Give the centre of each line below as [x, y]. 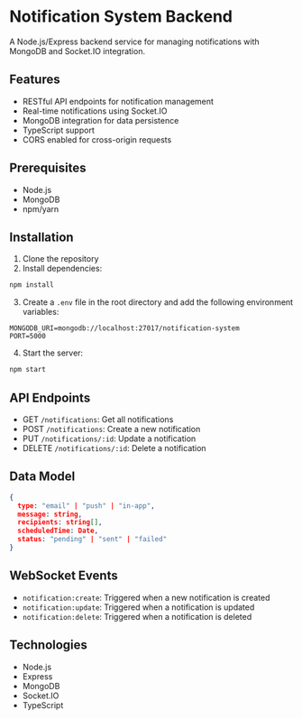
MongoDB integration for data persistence [101, 120]
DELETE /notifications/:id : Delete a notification [114, 447]
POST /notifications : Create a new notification [111, 429]
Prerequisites [48, 168]
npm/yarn [41, 208]
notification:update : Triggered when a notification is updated [138, 607]
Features [35, 80]
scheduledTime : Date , [58, 531]
